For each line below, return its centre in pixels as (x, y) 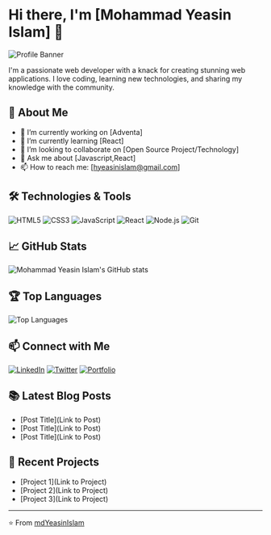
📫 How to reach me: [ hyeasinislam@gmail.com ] (100, 166)
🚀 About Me (38, 113)
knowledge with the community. (61, 87)
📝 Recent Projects (54, 462)
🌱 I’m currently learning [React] (72, 141)
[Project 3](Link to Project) (64, 499)
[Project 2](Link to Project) (64, 490)
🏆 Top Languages (55, 296)
